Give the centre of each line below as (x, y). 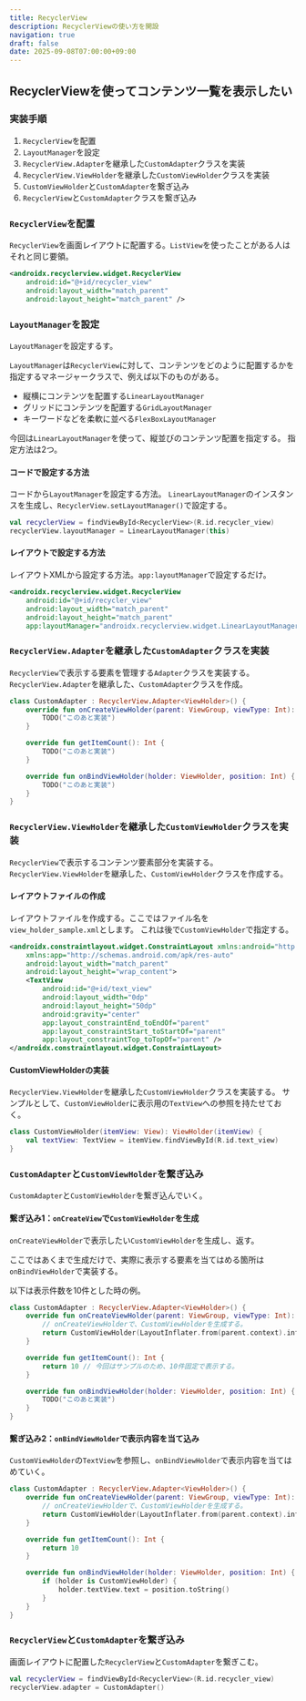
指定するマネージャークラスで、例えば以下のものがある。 (117, 376)
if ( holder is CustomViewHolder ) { (110, 1582)
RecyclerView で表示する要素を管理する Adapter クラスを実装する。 (132, 672)
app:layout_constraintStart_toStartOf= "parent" (134, 1031)
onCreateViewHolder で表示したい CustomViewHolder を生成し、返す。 (134, 1240)
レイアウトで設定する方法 (57, 553)
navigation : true (42, 35)
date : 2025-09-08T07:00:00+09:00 (73, 52)
